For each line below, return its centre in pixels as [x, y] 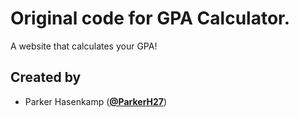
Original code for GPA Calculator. [150, 18]
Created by [46, 77]
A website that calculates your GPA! [84, 46]
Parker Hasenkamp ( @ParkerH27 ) [96, 101]
